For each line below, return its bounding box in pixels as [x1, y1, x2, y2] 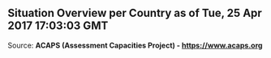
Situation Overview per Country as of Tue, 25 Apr [7, 6, 263, 20]
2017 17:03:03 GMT [7, 19, 109, 33]
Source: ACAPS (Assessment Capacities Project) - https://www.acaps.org [7, 40, 263, 50]
